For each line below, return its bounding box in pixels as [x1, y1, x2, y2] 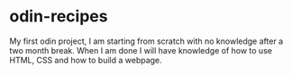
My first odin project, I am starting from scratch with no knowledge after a [9, 36, 284, 46]
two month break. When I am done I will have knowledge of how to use [9, 45, 273, 55]
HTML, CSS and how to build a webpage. [9, 54, 162, 65]
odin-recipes [9, 6, 108, 27]
